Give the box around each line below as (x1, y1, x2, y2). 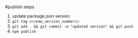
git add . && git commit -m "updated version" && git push (12, 24, 134, 29)
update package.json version (12, 13, 70, 19)
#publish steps (5, 4, 35, 9)
